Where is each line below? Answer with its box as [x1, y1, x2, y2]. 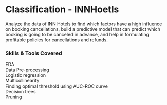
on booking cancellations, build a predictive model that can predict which [5, 26, 161, 32]
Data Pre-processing [5, 67, 50, 73]
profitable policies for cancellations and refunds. [5, 37, 108, 43]
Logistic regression [5, 72, 46, 78]
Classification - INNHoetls [5, 4, 119, 15]
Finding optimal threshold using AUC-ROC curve [5, 83, 108, 89]
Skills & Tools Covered [5, 50, 62, 57]
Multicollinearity [5, 78, 40, 84]
